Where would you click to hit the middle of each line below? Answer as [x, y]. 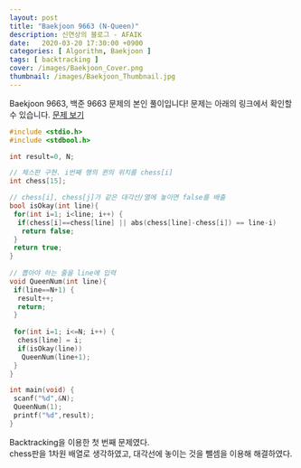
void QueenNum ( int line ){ [58, 281]
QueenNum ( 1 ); [38, 407]
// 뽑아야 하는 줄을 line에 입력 [63, 273]
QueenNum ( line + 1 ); [56, 357]
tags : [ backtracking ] [54, 60]
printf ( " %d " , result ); [54, 416]
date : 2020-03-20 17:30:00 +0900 [76, 43]
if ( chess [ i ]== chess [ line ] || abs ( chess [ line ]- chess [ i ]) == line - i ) [147, 222]
